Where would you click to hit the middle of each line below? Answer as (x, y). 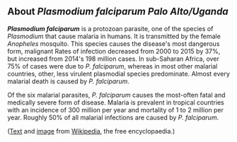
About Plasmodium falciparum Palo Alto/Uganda (118, 12)
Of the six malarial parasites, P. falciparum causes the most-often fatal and (116, 95)
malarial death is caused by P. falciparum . (68, 81)
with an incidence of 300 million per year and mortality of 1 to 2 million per (116, 110)
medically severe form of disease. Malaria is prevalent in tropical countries (116, 102)
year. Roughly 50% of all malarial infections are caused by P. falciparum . (113, 117)
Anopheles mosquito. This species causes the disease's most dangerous (114, 43)
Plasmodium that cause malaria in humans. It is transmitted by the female (114, 36)
